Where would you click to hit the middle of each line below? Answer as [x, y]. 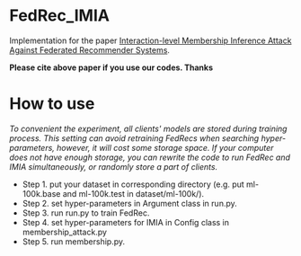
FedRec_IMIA [60, 16]
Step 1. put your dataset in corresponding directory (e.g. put [133, 184]
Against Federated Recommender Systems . [90, 49]
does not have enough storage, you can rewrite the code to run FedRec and [150, 157]
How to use [52, 104]
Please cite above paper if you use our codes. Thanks [111, 67]
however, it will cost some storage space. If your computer [165, 147]
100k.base [41, 193]
